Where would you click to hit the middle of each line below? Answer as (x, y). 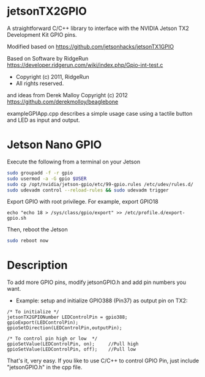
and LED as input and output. (43, 120)
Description (37, 265)
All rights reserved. (40, 83)
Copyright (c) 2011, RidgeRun (52, 77)
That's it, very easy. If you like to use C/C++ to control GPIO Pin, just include (103, 361)
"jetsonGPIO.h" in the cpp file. (45, 367)
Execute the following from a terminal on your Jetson (73, 162)
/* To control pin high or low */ (52, 339)
